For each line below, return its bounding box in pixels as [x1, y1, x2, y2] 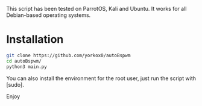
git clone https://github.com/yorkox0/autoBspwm [6, 52, 131, 58]
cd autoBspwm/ [6, 58, 42, 64]
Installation [6, 33, 64, 46]
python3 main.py [6, 63, 47, 70]
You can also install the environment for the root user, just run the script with [6, 75, 197, 82]
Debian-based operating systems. [6, 11, 91, 19]
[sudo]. [6, 81, 24, 88]
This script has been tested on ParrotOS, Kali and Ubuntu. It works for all [6, 5, 187, 12]
